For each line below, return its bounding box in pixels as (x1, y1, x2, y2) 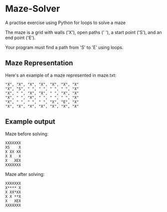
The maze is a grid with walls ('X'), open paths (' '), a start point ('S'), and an (5, 29, 162, 35)
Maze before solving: (5, 131, 49, 137)
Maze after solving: (5, 171, 45, 177)
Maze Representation (5, 59, 73, 68)
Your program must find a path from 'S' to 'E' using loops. (5, 44, 124, 50)
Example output (5, 117, 56, 126)
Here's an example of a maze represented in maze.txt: (5, 72, 117, 78)
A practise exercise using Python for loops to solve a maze (5, 20, 126, 26)
